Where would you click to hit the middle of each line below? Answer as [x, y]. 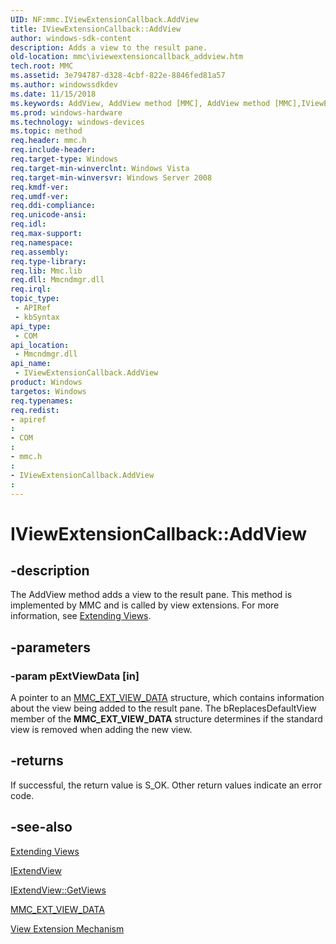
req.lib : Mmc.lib [46, 271]
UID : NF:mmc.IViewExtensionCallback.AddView [104, 19]
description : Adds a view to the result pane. [109, 47]
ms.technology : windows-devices [77, 122]
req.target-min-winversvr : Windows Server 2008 [111, 177]
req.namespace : [42, 242]
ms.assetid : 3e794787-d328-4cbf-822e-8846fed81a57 [118, 76]
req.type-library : [48, 261]
